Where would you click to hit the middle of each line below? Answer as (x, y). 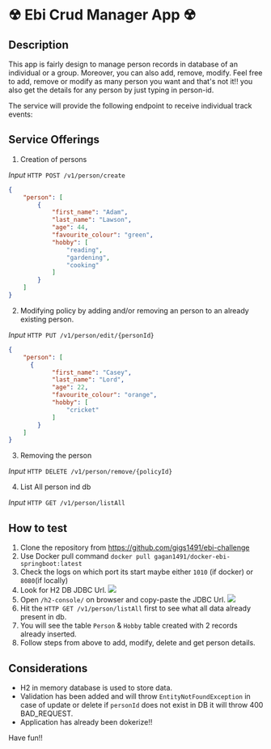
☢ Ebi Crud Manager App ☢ (102, 15)
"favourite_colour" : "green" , (102, 235)
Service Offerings (54, 140)
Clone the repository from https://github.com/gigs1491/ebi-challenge (135, 547)
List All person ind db (55, 487)
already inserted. (48, 634)
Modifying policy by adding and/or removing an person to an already (134, 310)
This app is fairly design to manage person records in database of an (123, 64)
